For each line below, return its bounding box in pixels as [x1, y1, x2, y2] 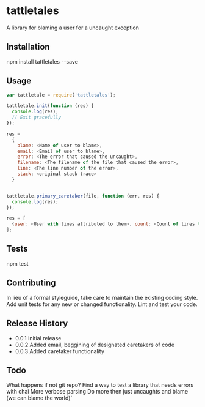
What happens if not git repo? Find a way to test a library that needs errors [6, 381, 194, 389]
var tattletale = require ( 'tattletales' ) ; [6, 92, 116, 98]
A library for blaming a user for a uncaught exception [6, 24, 139, 31]
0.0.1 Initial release [15, 334, 62, 342]
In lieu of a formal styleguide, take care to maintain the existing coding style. [6, 294, 198, 301]
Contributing [6, 278, 56, 288]
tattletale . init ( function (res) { [6, 103, 95, 109]
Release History [6, 318, 68, 329]
